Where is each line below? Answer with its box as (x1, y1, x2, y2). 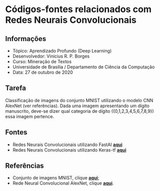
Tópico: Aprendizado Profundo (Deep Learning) (12, 48, 112, 54)
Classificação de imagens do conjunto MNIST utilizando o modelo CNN (5, 97, 153, 103)
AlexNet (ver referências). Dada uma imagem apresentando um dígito (5, 103, 150, 109)
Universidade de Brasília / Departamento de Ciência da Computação (12, 64, 155, 70)
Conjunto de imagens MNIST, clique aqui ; (12, 175, 99, 181)
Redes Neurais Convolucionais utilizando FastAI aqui (12, 141, 123, 148)
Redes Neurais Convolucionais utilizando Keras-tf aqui (12, 147, 127, 153)
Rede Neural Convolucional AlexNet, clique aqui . (12, 180, 114, 186)
